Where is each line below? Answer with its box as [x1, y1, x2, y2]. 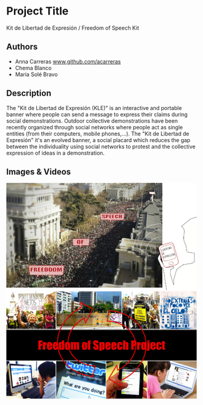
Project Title [6, 4, 69, 18]
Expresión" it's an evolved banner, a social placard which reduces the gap [6, 136, 190, 143]
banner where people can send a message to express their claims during [6, 111, 188, 118]
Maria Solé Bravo [14, 71, 58, 78]
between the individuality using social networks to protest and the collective [6, 143, 196, 150]
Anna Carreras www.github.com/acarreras [14, 57, 121, 65]
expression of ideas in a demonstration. [6, 149, 105, 157]
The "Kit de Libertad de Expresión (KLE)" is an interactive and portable [6, 104, 182, 111]
